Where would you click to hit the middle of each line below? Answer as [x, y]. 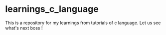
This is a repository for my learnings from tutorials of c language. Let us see [83, 23]
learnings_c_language [52, 9]
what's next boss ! [24, 28]
